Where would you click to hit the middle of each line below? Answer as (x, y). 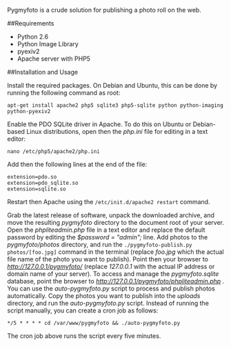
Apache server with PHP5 (54, 59)
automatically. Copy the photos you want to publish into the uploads (104, 296)
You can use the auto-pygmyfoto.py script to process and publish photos (111, 288)
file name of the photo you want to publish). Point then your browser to (108, 259)
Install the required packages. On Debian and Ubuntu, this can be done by (112, 85)
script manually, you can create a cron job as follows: (83, 310)
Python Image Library (48, 44)
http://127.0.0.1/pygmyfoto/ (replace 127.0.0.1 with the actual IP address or (111, 266)
